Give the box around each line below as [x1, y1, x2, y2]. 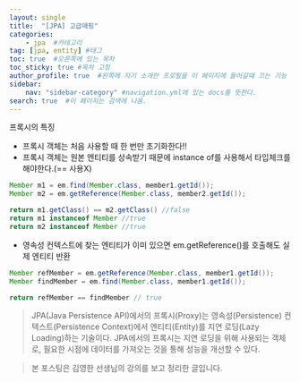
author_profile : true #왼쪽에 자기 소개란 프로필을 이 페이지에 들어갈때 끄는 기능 [9, 72, 287, 81]
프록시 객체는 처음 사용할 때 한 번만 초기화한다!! [21, 140, 188, 152]
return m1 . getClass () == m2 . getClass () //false [9, 206, 191, 215]
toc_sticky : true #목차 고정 [9, 64, 110, 72]
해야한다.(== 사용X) [21, 163, 92, 174]
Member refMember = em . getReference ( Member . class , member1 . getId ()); [9, 268, 275, 277]
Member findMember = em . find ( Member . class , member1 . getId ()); [9, 276, 246, 286]
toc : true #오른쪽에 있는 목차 [9, 55, 115, 64]
